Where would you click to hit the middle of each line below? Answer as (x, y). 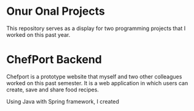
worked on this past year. (38, 34)
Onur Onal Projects (56, 11)
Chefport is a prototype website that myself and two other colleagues (94, 76)
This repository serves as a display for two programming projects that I (96, 28)
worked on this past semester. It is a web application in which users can (97, 83)
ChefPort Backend (54, 60)
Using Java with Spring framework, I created (63, 101)
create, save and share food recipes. (53, 90)
